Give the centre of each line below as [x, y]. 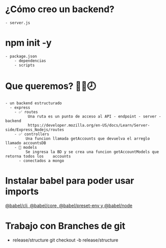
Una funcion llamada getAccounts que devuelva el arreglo [88, 138]
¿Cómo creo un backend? [60, 9]
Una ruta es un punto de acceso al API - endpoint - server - [94, 116]
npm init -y [29, 43]
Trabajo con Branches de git [65, 226]
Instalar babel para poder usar [70, 181]
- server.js [18, 23]
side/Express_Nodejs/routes [35, 130]
